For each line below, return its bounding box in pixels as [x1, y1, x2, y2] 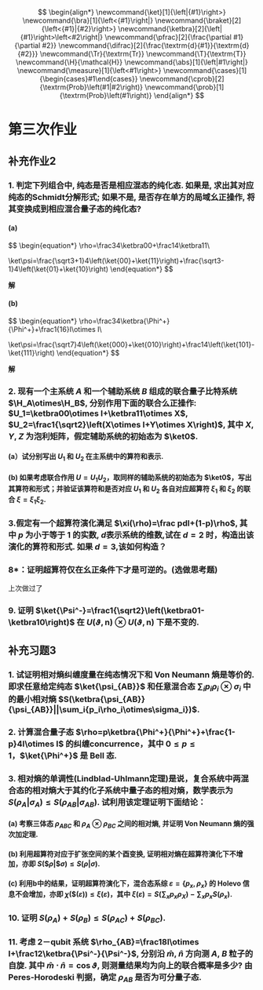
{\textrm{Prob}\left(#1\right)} [59, 91, 152, 100]
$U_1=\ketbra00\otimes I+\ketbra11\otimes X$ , [8, 408, 188, 419]
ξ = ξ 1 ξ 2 [16, 495, 45, 506]
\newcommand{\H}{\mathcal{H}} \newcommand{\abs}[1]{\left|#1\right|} [15, 57, 249, 67]
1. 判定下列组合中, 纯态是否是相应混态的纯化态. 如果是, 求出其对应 [8, 180, 254, 191]
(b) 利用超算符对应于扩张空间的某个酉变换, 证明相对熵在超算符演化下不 [8, 850, 237, 859]
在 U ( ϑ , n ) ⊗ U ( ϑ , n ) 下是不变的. [76, 617, 199, 628]
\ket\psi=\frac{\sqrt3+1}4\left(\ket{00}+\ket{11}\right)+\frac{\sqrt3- [8, 256, 225, 265]
